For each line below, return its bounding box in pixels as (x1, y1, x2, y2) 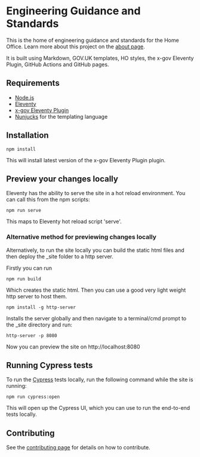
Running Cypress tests (6, 360, 93, 370)
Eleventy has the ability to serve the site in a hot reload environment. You (6, 190, 186, 197)
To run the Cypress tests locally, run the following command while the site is (6, 376, 193, 383)
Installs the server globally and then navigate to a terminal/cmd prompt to (6, 314, 187, 322)
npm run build (6, 276, 42, 282)
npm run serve (6, 208, 42, 214)
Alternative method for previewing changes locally (6, 233, 157, 241)
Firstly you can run (6, 264, 53, 271)
